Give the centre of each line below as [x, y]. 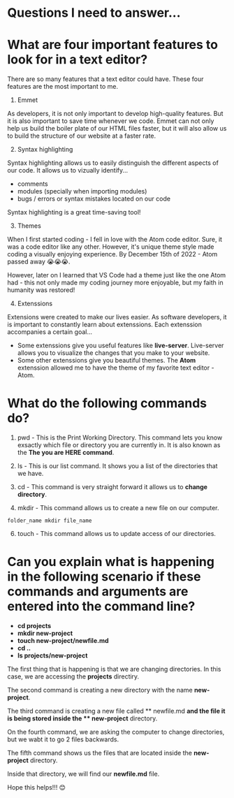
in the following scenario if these [104, 577]
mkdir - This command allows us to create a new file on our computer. [118, 508]
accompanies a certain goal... [50, 332]
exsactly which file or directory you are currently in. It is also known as [119, 445]
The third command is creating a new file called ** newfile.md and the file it [116, 711]
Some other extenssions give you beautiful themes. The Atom [107, 361]
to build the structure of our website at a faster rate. [82, 136]
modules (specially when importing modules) [82, 191]
